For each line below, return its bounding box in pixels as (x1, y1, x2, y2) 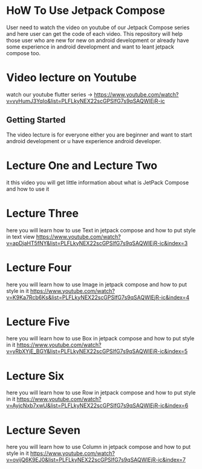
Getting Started (6, 115, 66, 125)
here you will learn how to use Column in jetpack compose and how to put (6, 444, 191, 451)
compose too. (6, 49, 41, 56)
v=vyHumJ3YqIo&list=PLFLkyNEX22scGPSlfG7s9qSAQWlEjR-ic (6, 97, 165, 104)
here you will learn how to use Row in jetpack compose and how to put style (6, 389, 196, 396)
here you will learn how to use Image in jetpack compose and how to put (6, 280, 187, 288)
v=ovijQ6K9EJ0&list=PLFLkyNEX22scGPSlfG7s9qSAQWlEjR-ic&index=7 (6, 456, 186, 464)
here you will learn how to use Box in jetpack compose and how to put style (6, 335, 195, 342)
